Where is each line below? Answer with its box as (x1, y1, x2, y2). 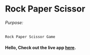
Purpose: (5, 19, 23, 25)
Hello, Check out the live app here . (5, 44, 76, 50)
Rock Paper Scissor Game (5, 35, 55, 40)
